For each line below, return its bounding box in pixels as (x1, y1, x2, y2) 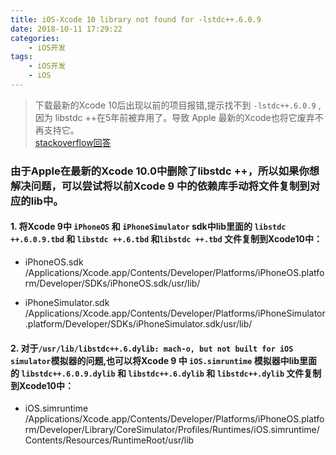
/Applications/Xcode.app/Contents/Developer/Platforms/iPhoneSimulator (24, 307, 326, 319)
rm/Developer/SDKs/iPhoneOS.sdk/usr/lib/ (24, 277, 201, 289)
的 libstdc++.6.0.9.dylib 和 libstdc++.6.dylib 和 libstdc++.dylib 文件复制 (10, 367, 322, 379)
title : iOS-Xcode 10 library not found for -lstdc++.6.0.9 (10, 14, 262, 25)
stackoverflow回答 (34, 136, 112, 148)
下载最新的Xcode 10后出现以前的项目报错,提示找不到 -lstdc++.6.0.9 (34, 99, 317, 111)
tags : (10, 52, 33, 62)
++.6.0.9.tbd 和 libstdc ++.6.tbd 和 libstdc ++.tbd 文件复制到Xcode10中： (10, 233, 323, 245)
